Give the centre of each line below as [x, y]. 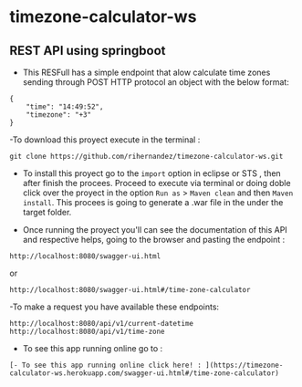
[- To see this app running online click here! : [106, 365]
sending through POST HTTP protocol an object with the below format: [156, 82]
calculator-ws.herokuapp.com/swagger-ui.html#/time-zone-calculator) [145, 373]
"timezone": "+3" [59, 115]
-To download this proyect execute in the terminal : [105, 140]
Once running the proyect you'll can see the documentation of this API [155, 230]
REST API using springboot [88, 51]
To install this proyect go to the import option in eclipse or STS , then [151, 173]
